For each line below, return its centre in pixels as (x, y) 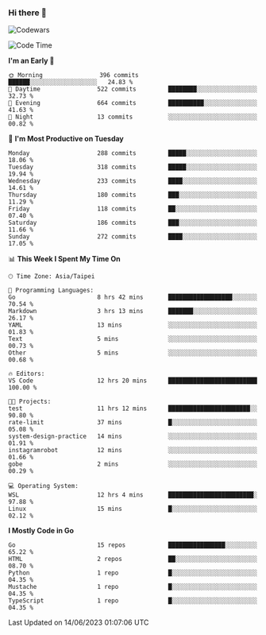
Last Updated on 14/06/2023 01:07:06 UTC (79, 622)
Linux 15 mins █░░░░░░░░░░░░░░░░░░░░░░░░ (133, 509)
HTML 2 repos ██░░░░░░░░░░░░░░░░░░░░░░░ (133, 559)
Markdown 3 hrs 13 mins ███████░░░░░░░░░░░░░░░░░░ (133, 312)
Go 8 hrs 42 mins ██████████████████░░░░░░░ (133, 297)
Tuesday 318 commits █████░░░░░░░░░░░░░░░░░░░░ (133, 167)
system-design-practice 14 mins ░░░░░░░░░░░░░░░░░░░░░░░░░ (133, 436)
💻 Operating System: (44, 486)
